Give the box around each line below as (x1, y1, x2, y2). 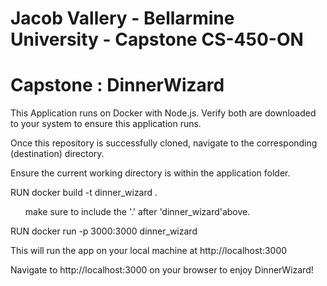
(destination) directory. (10, 148, 105, 160)
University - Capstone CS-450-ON (10, 28, 304, 51)
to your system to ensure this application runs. (10, 118, 202, 130)
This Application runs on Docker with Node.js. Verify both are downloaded (10, 107, 317, 119)
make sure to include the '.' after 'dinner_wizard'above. (24, 206, 251, 218)
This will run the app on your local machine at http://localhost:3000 (10, 245, 288, 257)
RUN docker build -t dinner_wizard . (10, 187, 158, 199)
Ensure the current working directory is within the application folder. (10, 167, 291, 179)
